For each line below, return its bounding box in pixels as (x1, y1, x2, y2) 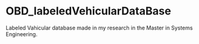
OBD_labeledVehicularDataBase (5, 4, 172, 18)
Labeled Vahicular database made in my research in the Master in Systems (5, 24, 193, 31)
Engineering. (5, 30, 38, 37)
